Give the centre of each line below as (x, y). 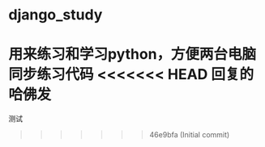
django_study (56, 15)
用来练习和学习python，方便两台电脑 (132, 55)
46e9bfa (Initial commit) (190, 135)
